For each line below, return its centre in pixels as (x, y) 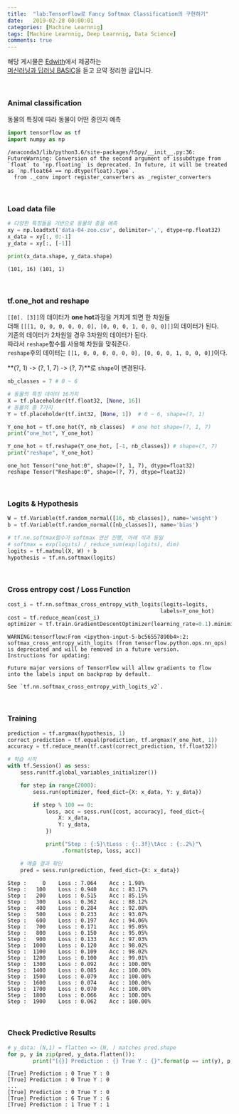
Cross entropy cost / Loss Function (69, 590)
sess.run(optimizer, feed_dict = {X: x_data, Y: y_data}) (117, 792)
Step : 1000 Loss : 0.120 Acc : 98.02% (78, 945)
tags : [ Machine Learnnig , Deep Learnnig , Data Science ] (92, 34)
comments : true (30, 41)
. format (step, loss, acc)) (101, 851)
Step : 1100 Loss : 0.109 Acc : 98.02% (78, 951)
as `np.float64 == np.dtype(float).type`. (71, 171)
